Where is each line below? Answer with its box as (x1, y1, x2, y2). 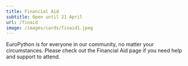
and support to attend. (6, 53, 61, 60)
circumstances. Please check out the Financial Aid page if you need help (6, 47, 182, 54)
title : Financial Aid (6, 8, 59, 15)
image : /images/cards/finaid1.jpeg (6, 25, 93, 31)
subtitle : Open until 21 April (6, 14, 83, 20)
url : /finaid (6, 19, 38, 25)
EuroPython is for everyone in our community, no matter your (6, 41, 155, 48)
